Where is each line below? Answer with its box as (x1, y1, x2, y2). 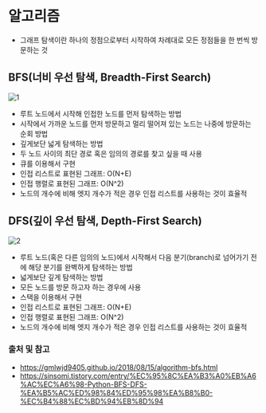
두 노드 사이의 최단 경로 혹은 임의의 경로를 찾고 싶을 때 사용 (19, 148, 203, 158)
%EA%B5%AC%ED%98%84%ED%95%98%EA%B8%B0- (19, 387, 213, 397)
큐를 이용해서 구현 (19, 159, 76, 168)
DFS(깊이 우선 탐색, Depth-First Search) (8, 214, 202, 228)
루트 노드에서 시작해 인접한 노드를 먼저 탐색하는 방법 (19, 108, 182, 118)
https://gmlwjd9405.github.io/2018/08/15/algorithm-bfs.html (19, 362, 218, 372)
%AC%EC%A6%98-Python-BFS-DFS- (19, 380, 147, 389)
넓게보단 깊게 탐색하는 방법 (19, 272, 104, 281)
